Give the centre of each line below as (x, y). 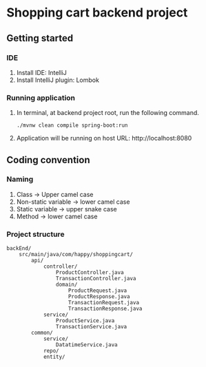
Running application (41, 98)
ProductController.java (90, 273)
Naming (20, 179)
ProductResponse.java (99, 297)
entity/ (54, 357)
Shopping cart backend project (97, 13)
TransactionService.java (91, 327)
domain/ (66, 285)
